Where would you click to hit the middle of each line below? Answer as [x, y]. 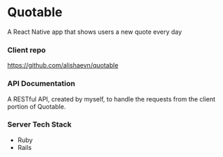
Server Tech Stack [39, 125]
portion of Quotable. [37, 106]
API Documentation [42, 84]
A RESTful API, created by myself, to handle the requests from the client [111, 99]
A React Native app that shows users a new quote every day [95, 32]
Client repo [27, 50]
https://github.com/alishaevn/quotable [63, 65]
